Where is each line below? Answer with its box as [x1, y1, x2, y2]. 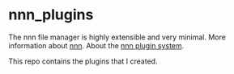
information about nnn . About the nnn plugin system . [8, 40, 185, 50]
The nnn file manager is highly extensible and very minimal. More [8, 32, 227, 42]
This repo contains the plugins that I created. [8, 56, 158, 66]
